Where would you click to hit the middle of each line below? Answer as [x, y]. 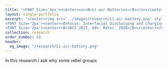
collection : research [28, 33]
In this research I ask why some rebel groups [51, 60]
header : [13, 42]
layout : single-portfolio [32, 14]
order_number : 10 [23, 37]
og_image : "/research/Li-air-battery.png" [54, 46]
